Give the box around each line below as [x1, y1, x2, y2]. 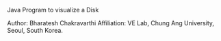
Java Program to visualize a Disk [7, 6, 99, 14]
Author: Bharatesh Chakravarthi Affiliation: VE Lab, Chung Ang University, [7, 19, 214, 27]
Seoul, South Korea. [7, 27, 64, 34]
